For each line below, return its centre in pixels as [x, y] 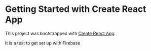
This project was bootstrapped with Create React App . [60, 33]
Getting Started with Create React [76, 9]
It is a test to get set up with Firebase [43, 43]
